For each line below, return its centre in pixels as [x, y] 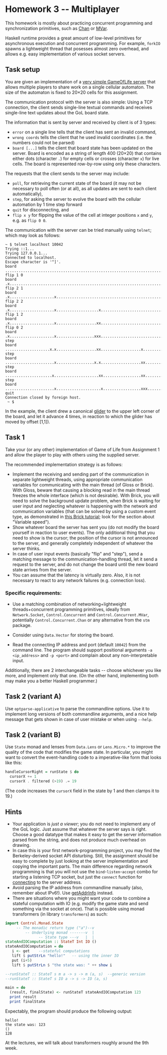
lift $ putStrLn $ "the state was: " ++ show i [62, 965]
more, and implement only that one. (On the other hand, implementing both [82, 675]
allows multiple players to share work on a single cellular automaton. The [80, 87]
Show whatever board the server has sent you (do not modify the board [86, 527]
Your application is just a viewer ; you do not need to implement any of [84, 824]
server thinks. [26, 548]
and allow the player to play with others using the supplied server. [73, 455]
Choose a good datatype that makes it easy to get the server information [87, 834]
